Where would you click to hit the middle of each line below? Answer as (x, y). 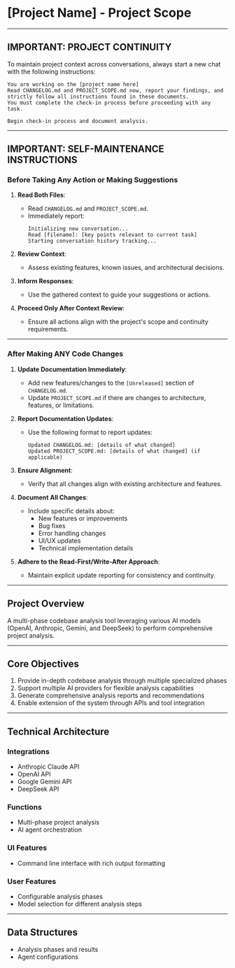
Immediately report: (56, 216)
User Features (32, 881)
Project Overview (46, 604)
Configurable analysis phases (60, 896)
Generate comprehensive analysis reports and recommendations (111, 696)
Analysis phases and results (58, 949)
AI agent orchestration (50, 830)
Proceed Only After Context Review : (71, 308)
